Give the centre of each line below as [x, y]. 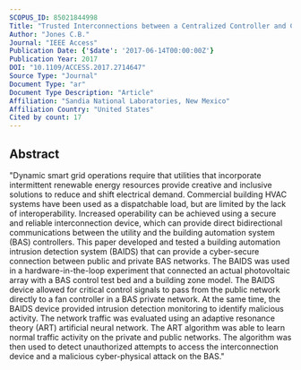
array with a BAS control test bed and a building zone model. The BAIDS [142, 280]
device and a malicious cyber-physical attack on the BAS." [117, 356]
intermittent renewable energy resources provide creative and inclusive [141, 185]
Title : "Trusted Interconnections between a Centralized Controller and [148, 26]
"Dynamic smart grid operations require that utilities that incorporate [135, 175]
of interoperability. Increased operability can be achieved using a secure [143, 213]
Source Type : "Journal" [54, 76]
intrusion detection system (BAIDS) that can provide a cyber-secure [134, 251]
